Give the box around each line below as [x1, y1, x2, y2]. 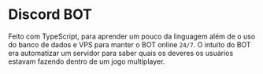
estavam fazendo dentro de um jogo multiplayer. [8, 57, 165, 66]
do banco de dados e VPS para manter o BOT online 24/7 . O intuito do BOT [8, 39, 251, 49]
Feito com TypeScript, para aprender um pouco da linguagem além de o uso [8, 31, 256, 41]
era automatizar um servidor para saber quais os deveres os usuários [8, 48, 234, 57]
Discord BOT [8, 6, 93, 24]
